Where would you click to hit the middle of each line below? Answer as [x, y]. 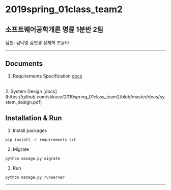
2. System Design [24, 91]
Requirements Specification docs [47, 76]
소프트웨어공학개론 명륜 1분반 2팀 [54, 29]
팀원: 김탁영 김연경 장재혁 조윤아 [37, 43]
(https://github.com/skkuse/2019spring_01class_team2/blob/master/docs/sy [85, 97]
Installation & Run [34, 118]
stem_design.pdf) [24, 102]
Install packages [30, 130]
